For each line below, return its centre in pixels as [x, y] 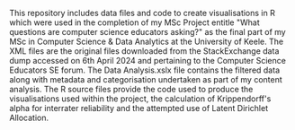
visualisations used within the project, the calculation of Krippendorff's [140, 99]
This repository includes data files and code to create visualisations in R [143, 13]
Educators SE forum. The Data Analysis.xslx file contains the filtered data [145, 70]
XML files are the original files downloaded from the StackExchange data [144, 51]
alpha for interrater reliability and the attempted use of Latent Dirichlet [139, 108]
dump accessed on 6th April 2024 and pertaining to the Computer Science [147, 61]
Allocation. [29, 117]
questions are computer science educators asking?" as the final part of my [147, 32]
